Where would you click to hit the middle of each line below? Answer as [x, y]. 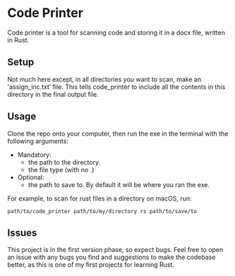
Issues [22, 233]
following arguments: [38, 141]
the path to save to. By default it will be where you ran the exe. [119, 184]
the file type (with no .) [61, 169]
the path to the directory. [64, 162]
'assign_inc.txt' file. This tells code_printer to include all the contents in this [116, 87]
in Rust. [18, 40]
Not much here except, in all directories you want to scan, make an [104, 79]
